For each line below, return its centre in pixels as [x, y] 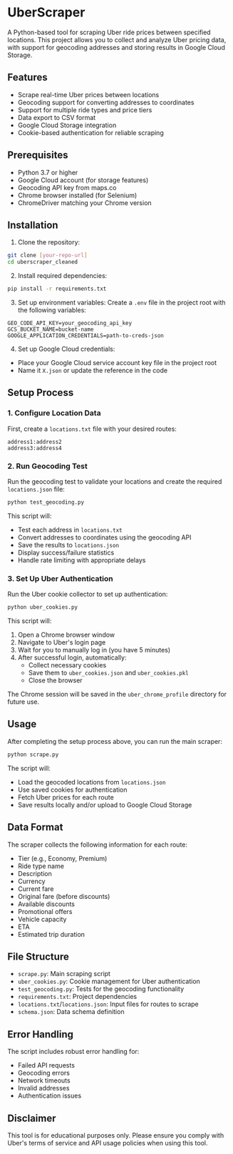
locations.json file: [36, 489]
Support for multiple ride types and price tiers [85, 110]
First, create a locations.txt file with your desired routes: [92, 429]
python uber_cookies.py [43, 607]
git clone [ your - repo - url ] [47, 255]
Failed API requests [46, 1065]
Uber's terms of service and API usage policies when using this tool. [108, 1143]
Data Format [35, 827]
